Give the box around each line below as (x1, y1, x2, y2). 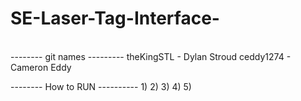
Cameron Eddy (10, 61, 72, 73)
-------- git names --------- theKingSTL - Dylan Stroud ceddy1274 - (10, 50, 292, 62)
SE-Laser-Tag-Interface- (10, 7, 220, 30)
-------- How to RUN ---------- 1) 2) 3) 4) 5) (10, 80, 192, 92)
